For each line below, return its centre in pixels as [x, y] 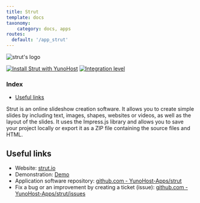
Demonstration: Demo [42, 175]
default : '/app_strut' [40, 40]
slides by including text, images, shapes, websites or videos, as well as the [98, 116]
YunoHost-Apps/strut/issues [50, 194]
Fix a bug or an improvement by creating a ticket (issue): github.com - [101, 187]
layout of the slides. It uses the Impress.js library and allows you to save [95, 122]
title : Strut [23, 12]
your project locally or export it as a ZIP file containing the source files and [98, 128]
